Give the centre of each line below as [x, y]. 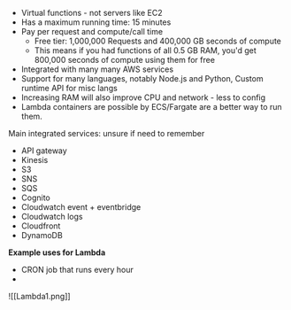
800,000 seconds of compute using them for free [125, 60]
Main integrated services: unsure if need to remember [107, 133]
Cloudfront [41, 226]
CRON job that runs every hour [77, 270]
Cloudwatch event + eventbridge [81, 207]
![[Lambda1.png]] [40, 296]
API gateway [44, 151]
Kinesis [34, 160]
